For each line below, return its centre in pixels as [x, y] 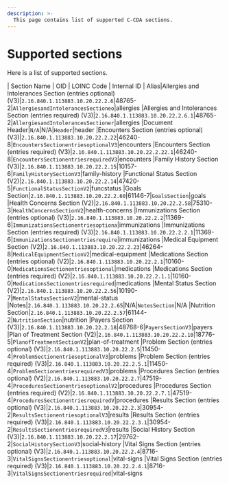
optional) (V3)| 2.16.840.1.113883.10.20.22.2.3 [74, 408]
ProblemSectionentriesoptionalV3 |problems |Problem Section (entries [111, 356]
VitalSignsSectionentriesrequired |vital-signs [77, 473]
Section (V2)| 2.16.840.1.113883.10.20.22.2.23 [73, 247]
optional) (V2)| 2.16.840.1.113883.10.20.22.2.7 [74, 378]
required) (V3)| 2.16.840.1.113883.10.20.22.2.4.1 [77, 466]
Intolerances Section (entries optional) [61, 93]
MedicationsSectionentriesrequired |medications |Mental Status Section [114, 283]
